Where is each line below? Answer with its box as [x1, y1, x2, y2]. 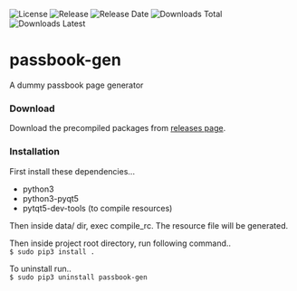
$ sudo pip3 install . [9, 247, 95, 257]
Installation [9, 145, 61, 158]
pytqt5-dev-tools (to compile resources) [22, 202, 173, 213]
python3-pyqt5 [22, 192, 80, 203]
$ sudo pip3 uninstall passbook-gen [9, 272, 148, 282]
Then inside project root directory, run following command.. [9, 238, 232, 249]
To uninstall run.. [9, 263, 72, 274]
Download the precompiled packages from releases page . [9, 123, 226, 134]
